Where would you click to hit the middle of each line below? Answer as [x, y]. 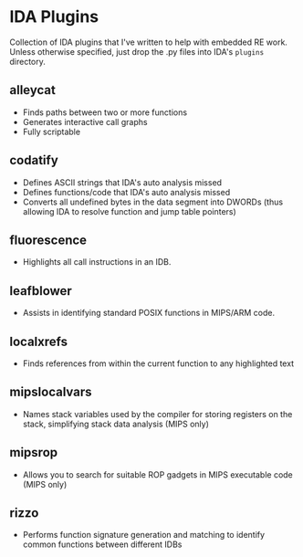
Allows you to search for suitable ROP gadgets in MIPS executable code [158, 474]
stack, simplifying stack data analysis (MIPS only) [116, 424]
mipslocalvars [51, 392]
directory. [27, 61]
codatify [34, 160]
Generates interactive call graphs [85, 121]
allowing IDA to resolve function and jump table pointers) [130, 211]
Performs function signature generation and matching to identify [144, 535]
